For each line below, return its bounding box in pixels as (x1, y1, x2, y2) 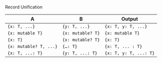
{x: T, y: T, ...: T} (104, 50, 155, 56)
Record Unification (5, 4, 43, 10)
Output (121, 15, 138, 22)
